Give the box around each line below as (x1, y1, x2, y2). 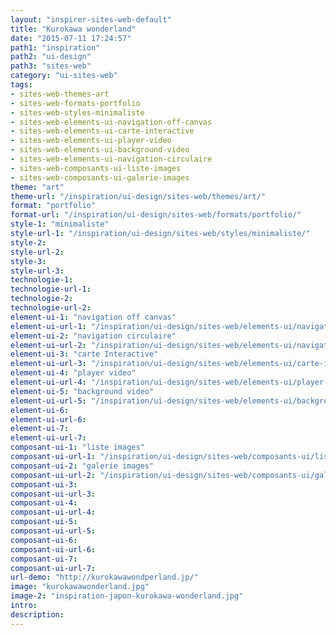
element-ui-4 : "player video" (10, 368, 137, 378)
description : (10, 609, 65, 620)
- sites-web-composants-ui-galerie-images (10, 172, 190, 183)
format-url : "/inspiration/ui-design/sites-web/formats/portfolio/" (10, 210, 302, 220)
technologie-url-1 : (10, 284, 92, 295)
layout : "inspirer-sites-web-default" (10, 14, 172, 25)
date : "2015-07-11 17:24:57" (10, 33, 132, 43)
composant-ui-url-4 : (10, 507, 97, 518)
